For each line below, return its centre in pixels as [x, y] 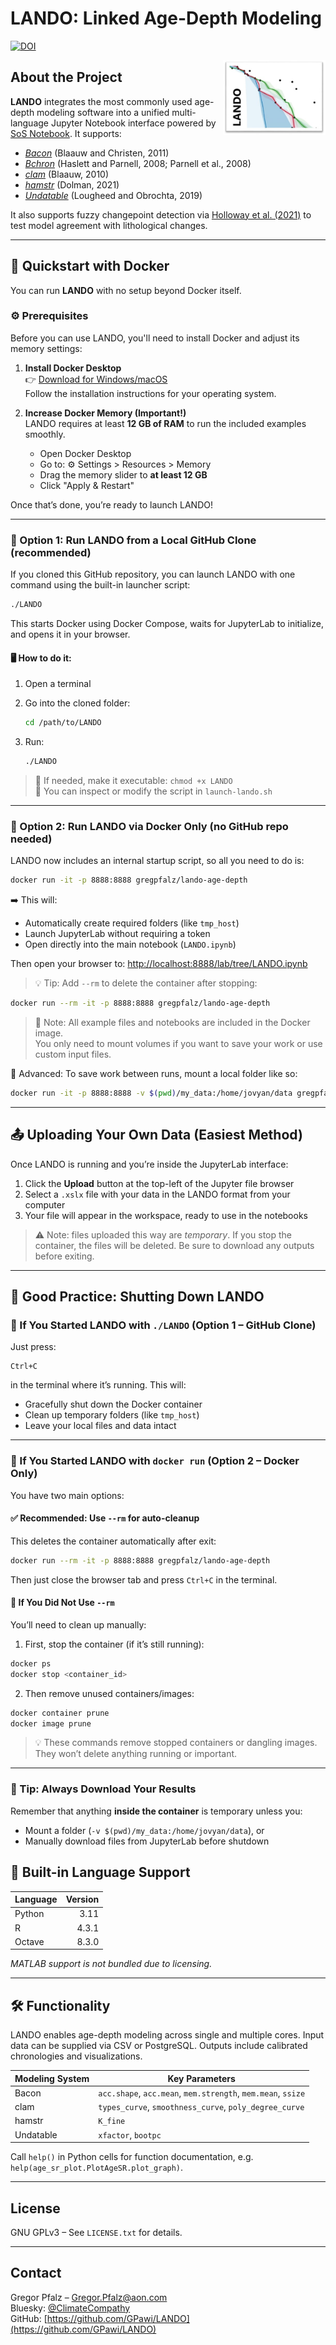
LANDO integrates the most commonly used [101, 101]
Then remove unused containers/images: [109, 1693]
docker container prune [60, 1713]
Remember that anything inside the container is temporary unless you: [156, 1811]
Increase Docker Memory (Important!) [105, 413]
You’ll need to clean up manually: [78, 1624]
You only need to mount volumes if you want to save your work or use [178, 1044]
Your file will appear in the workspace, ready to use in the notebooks [166, 1215]
